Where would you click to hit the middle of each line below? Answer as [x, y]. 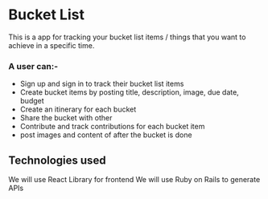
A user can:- [33, 66]
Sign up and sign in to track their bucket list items [102, 84]
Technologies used [57, 160]
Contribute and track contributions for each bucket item [112, 127]
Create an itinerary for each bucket [78, 109]
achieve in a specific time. [52, 45]
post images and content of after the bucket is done [106, 135]
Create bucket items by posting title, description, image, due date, [129, 92]
